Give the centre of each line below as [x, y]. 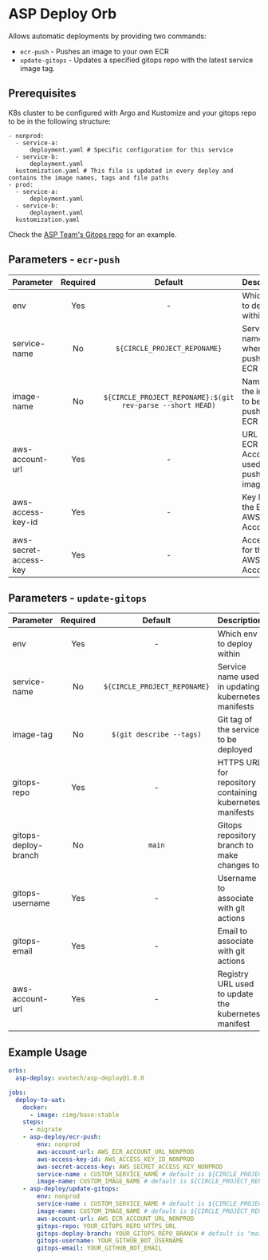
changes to [238, 865]
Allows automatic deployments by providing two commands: [107, 36]
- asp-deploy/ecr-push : [62, 1137]
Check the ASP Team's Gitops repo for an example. [93, 234]
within [229, 654]
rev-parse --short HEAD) [169, 405]
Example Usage [48, 1052]
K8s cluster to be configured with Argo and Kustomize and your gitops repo [132, 113]
